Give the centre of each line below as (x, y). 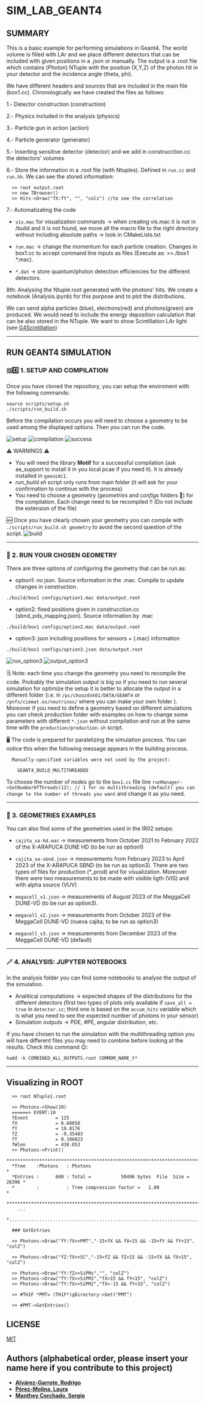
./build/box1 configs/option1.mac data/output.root (73, 598)
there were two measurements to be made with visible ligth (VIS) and (102, 879)
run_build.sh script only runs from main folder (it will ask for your (96, 482)
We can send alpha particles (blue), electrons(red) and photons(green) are (100, 308)
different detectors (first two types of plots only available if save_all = (103, 1002)
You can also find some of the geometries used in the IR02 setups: (90, 829)
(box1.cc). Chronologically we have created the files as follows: (85, 92)
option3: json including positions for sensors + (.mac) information (97, 638)
